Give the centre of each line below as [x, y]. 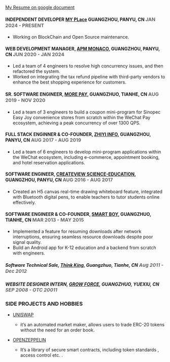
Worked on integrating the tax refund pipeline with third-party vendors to [89, 77]
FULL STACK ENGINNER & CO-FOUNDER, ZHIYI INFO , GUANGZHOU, [78, 134]
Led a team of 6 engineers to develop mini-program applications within [87, 152]
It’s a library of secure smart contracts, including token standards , [90, 350]
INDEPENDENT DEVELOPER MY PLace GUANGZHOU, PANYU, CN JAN [80, 19]
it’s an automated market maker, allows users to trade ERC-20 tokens [92, 324]
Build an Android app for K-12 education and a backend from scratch [84, 248]
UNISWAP [23, 315]
